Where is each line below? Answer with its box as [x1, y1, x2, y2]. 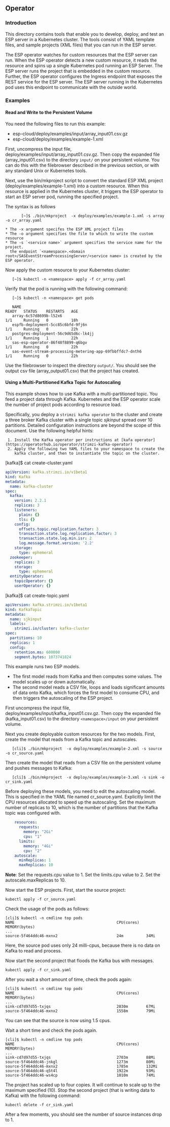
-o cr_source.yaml [5, 751, 44, 756]
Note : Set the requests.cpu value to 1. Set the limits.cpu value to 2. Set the [5, 872, 161, 878]
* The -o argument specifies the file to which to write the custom [5, 231, 153, 236]
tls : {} [18, 517, 36, 522]
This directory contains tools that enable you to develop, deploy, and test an [5, 31, 164, 37]
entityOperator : [10, 574, 44, 579]
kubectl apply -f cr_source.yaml [5, 897, 76, 902]
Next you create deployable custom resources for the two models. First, [5, 731, 156, 737]
